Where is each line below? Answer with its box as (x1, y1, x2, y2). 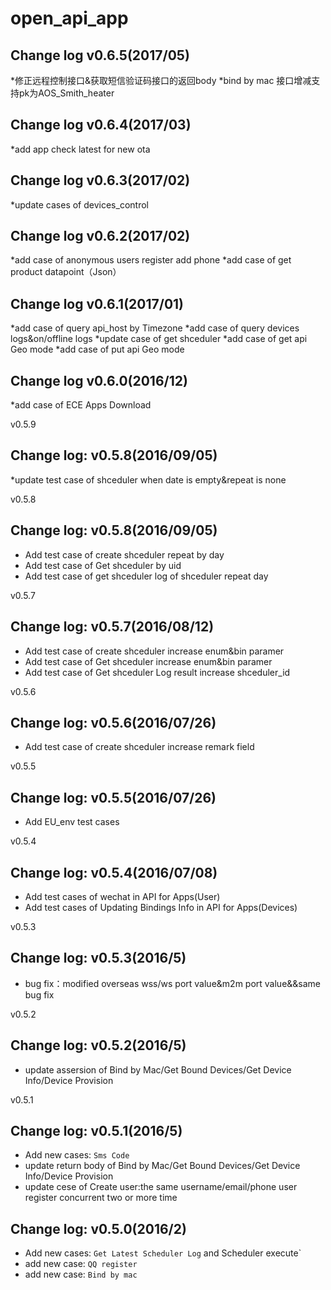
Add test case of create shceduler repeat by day (24, 548, 225, 561)
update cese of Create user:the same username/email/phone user (24, 1181, 298, 1193)
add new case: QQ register (24, 1258, 138, 1270)
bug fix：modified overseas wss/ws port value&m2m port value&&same (24, 977, 322, 989)
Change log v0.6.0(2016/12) (10, 372, 188, 389)
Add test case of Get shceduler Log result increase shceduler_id (24, 666, 291, 678)
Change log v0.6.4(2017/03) (10, 117, 192, 134)
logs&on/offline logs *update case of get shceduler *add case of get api (10, 333, 308, 345)
